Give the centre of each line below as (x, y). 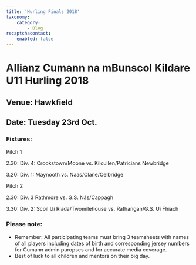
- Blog (35, 28)
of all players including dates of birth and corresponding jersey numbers (102, 243)
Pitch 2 (15, 186)
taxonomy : (18, 17)
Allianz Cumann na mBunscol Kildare (98, 68)
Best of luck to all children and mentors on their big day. (82, 256)
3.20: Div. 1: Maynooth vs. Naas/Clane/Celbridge (65, 175)
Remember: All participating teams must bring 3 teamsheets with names (102, 237)
